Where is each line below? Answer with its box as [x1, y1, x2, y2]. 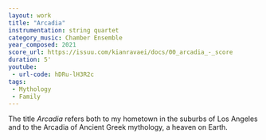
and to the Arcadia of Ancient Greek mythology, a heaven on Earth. [8, 123, 229, 132]
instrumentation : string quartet [8, 26, 119, 34]
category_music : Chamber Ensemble [8, 33, 123, 42]
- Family [11, 93, 41, 100]
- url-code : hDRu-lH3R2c [11, 70, 94, 78]
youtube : [8, 63, 37, 71]
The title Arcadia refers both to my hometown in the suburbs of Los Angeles [8, 114, 259, 123]
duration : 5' [8, 56, 52, 64]
